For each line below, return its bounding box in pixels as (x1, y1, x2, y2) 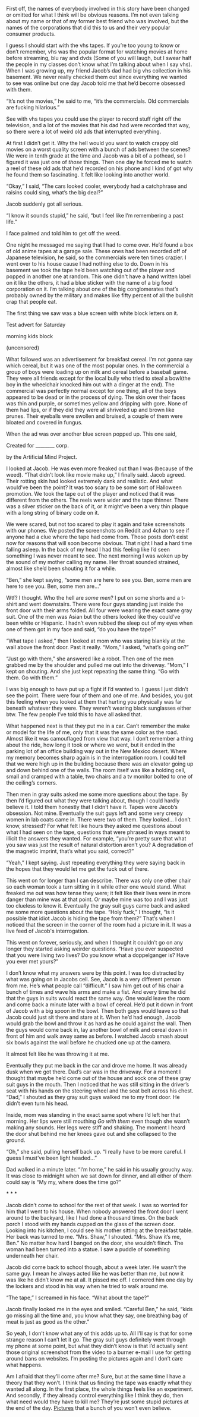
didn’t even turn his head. (6, 1100, 69, 1107)
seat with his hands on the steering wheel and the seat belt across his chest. (6, 1087, 194, 1094)
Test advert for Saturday (6, 321, 66, 328)
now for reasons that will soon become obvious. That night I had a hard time (6, 540, 192, 546)
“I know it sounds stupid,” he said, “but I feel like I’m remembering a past (6, 212, 184, 219)
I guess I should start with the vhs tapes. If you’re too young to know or (6, 42, 181, 49)
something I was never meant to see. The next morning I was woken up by (6, 552, 188, 559)
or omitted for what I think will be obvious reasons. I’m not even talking (6, 11, 179, 18)
